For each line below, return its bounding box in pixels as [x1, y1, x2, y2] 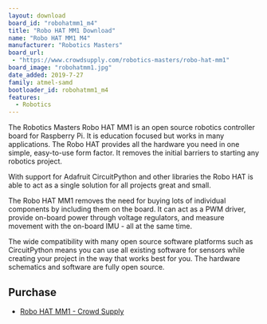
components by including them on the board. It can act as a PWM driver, [8, 204, 246, 214]
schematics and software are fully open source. [8, 263, 165, 272]
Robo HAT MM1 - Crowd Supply [19, 306, 124, 316]
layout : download [8, 11, 66, 20]
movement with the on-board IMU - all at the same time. [8, 221, 193, 231]
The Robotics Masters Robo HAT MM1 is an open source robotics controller [8, 123, 255, 132]
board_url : [8, 49, 45, 57]
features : [8, 93, 41, 101]
